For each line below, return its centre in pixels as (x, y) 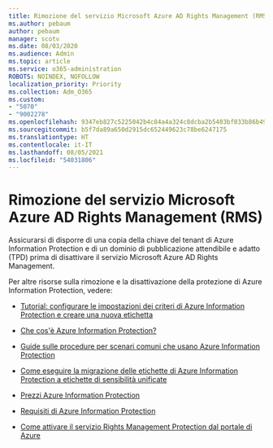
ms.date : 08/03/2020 (43, 46)
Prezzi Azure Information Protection (80, 395)
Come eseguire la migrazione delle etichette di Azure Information (129, 371)
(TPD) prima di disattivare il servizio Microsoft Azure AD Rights (113, 257)
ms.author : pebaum (39, 24)
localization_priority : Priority (65, 84)
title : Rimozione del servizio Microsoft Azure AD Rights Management (129, 16)
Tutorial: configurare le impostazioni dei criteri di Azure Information (132, 306)
